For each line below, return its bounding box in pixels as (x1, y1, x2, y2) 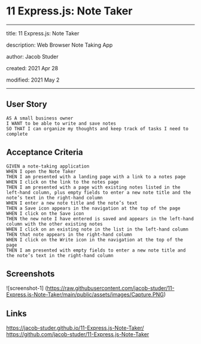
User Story (6, 99, 47, 109)
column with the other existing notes (6, 221, 103, 227)
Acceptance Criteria (6, 147, 83, 157)
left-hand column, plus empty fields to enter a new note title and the (6, 189, 191, 196)
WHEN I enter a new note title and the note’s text (6, 200, 138, 206)
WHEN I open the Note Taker (6, 168, 77, 175)
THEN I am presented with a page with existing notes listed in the (6, 184, 181, 190)
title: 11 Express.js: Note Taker (6, 29, 80, 37)
